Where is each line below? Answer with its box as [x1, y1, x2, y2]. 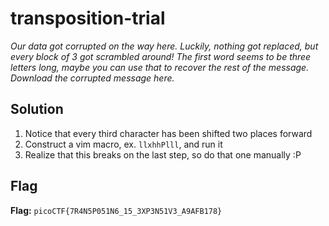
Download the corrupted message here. [10, 72, 175, 84]
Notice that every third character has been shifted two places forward [24, 127, 313, 139]
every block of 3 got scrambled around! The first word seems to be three [10, 50, 312, 62]
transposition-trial [10, 7, 166, 30]
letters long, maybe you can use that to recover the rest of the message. [10, 61, 310, 73]
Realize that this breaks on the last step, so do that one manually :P [24, 148, 302, 161]
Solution [10, 101, 64, 118]
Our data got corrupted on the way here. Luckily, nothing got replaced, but [10, 40, 319, 52]
